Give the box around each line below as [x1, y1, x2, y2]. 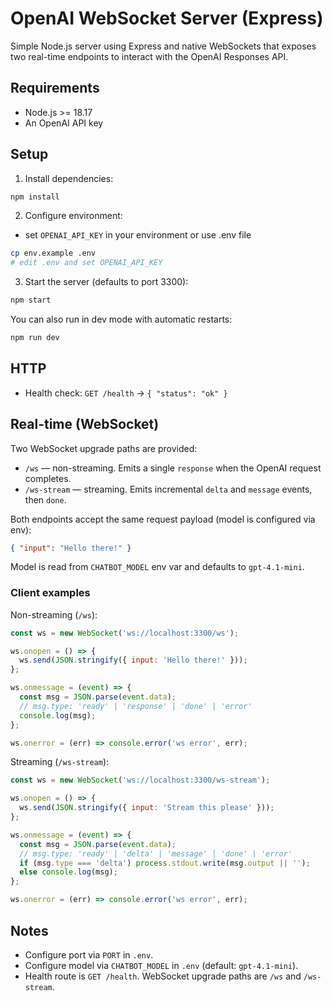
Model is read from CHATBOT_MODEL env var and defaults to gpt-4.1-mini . [10, 561, 305, 573]
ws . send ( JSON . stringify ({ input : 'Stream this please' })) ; [19, 803, 275, 813]
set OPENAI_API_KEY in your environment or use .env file [24, 229, 252, 241]
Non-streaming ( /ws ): [10, 608, 98, 621]
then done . [24, 493, 67, 506]
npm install [10, 192, 60, 202]
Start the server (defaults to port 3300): [24, 276, 189, 288]
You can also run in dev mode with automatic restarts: [10, 313, 233, 326]
